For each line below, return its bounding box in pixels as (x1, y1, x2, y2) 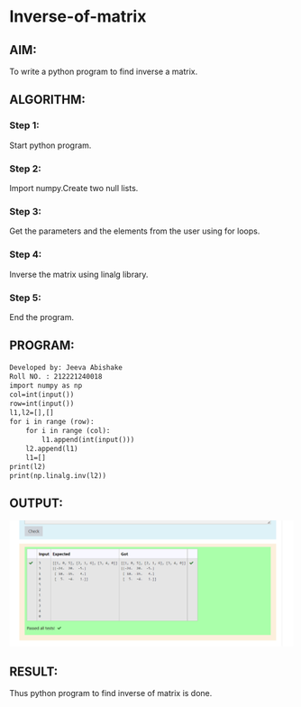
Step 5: (9, 291, 42, 304)
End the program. (9, 311, 75, 322)
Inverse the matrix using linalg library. (9, 269, 149, 280)
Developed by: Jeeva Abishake (9, 363, 123, 372)
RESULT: (9, 664, 59, 679)
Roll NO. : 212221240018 (9, 372, 103, 381)
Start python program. (9, 140, 92, 151)
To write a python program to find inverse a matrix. (9, 66, 198, 77)
